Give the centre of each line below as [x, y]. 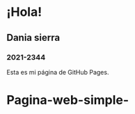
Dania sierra [33, 38]
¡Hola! [24, 12]
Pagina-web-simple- [68, 100]
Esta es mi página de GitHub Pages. [58, 72]
